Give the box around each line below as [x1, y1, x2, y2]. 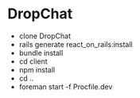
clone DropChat [18, 31, 72, 41]
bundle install [18, 48, 64, 57]
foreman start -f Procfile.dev [18, 81, 113, 92]
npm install [18, 65, 56, 74]
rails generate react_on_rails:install [18, 39, 133, 49]
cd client [18, 57, 49, 66]
